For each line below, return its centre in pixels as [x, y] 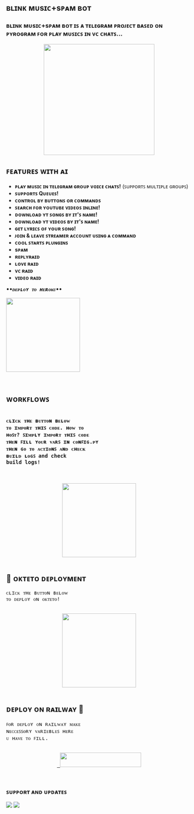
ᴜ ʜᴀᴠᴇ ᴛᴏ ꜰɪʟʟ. [27, 738]
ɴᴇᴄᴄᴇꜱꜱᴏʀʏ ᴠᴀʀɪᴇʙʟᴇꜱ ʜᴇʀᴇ [40, 731]
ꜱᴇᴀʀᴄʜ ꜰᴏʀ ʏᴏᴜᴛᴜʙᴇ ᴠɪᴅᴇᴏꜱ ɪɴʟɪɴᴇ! [57, 207]
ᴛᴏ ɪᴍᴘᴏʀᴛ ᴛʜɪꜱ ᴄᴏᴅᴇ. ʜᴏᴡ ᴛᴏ [45, 427]
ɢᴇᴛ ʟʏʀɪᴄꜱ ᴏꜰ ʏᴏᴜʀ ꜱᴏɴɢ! [45, 229]
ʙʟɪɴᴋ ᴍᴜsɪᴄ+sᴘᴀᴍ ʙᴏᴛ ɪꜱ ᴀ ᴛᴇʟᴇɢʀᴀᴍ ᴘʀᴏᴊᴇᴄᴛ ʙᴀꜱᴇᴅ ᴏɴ [85, 25]
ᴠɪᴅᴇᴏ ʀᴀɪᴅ [28, 278]
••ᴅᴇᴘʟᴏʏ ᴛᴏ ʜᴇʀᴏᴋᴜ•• [34, 289]
